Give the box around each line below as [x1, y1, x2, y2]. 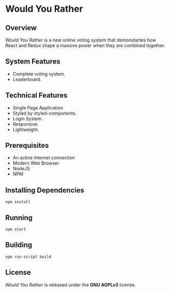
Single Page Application [12, 104, 63, 110]
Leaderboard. [12, 76, 42, 82]
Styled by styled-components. [12, 110, 77, 116]
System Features [5, 57, 60, 66]
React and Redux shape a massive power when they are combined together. [5, 42, 166, 49]
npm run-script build [5, 254, 52, 259]
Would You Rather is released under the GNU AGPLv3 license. [5, 282, 136, 288]
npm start [5, 227, 27, 232]
